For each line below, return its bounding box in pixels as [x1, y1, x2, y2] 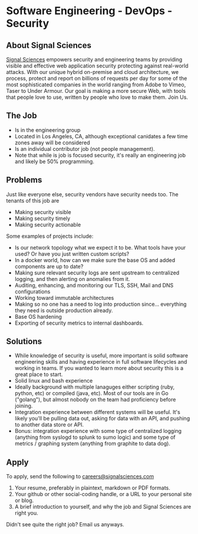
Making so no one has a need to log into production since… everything [14, 300, 187, 308]
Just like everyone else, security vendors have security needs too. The [6, 190, 178, 198]
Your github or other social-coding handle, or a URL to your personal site [14, 491, 192, 498]
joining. [14, 402, 33, 409]
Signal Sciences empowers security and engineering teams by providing [6, 56, 183, 63]
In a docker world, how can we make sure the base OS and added [14, 256, 176, 264]
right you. [14, 510, 38, 517]
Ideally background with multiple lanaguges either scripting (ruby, [14, 383, 175, 391]
